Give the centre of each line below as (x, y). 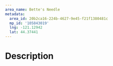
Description (29, 56)
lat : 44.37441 (24, 32)
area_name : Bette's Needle (33, 9)
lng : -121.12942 (26, 28)
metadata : (15, 14)
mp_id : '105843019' (29, 23)
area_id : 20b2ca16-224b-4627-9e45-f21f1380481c (59, 18)
